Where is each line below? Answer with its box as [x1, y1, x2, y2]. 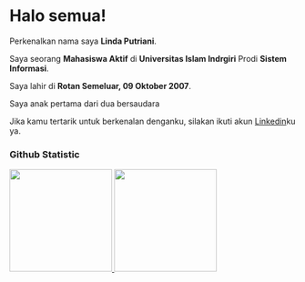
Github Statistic [9, 147, 80, 160]
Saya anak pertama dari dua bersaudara [9, 97, 160, 109]
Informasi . [9, 63, 49, 74]
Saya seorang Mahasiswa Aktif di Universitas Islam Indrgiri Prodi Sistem [9, 53, 287, 64]
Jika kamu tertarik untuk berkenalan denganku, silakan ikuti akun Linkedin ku [9, 116, 296, 126]
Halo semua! [9, 5, 107, 26]
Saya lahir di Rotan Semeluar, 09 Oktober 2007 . [9, 80, 192, 91]
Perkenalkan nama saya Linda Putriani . [9, 35, 158, 46]
